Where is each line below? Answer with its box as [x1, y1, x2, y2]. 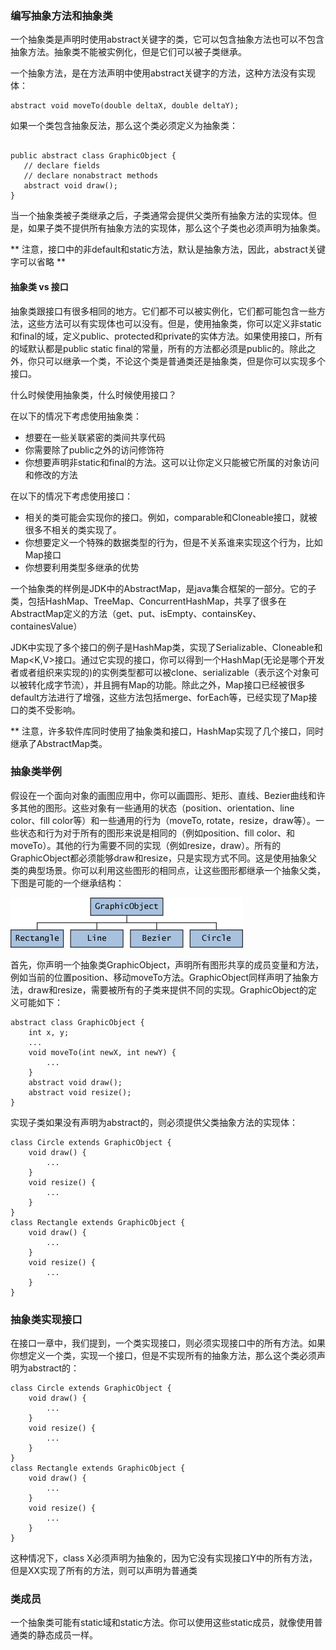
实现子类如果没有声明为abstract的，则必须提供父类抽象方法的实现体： [10, 1116, 299, 1128]
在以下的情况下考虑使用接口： [10, 490, 133, 502]
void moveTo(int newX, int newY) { [28, 1047, 177, 1057]
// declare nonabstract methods [23, 171, 159, 181]
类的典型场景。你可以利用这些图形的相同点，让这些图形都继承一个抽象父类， [10, 864, 326, 876]
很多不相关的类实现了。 [24, 523, 122, 536]
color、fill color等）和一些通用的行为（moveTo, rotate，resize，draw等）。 [10, 814, 316, 826]
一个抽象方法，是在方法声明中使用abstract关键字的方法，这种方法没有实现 [10, 67, 317, 79]
